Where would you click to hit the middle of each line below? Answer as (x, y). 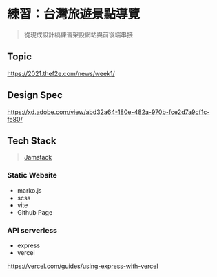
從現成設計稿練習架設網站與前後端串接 (78, 35)
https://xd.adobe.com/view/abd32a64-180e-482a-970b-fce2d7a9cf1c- (108, 112)
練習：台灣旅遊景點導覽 (74, 14)
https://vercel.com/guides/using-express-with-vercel (83, 266)
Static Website (32, 175)
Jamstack (38, 157)
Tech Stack (32, 141)
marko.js (29, 190)
